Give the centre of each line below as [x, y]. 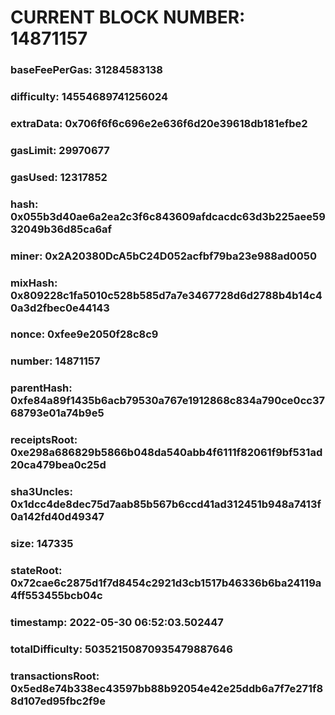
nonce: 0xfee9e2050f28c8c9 [84, 334]
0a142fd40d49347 [57, 517]
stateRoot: [36, 571]
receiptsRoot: [44, 440]
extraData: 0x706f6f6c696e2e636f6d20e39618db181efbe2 [159, 123]
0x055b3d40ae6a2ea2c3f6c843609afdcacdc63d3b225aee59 [168, 216]
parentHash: [41, 388]
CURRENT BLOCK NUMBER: [128, 17]
